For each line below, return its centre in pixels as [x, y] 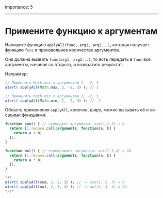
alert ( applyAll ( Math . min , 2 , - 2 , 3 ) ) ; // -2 [53, 101]
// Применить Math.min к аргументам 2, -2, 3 [52, 96]
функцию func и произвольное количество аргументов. [63, 50]
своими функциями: [26, 115]
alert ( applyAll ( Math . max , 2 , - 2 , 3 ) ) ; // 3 [52, 87]
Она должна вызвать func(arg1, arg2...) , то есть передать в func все [78, 59]
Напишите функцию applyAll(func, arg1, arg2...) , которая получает [77, 45]
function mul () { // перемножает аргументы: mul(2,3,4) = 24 [68, 151]
